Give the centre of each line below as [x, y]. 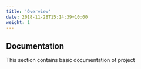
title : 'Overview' [28, 11]
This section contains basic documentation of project [70, 60]
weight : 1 [18, 22]
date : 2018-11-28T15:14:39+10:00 [47, 17]
